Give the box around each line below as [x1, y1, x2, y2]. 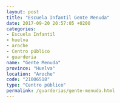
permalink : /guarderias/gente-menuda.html [6, 88, 115, 94]
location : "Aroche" [6, 71, 56, 77]
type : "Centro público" [6, 82, 67, 88]
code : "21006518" [6, 76, 50, 82]
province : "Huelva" [6, 65, 56, 71]
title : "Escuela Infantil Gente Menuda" [6, 15, 110, 21]
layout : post [6, 8, 39, 15]
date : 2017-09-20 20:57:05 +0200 [6, 20, 91, 26]
